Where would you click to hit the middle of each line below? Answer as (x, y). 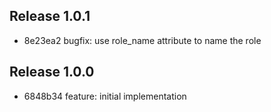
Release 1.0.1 (50, 16)
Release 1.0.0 (52, 72)
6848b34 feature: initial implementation (105, 96)
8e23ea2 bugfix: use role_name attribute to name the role (142, 40)
